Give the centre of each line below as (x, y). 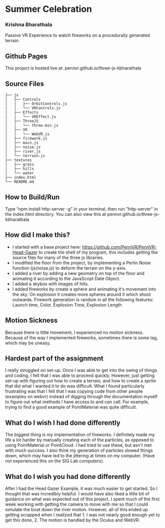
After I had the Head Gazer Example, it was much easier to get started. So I (82, 488)
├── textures (19, 160)
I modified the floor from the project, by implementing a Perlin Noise (82, 263)
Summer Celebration (49, 9)
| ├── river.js (23, 152)
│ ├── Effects (22, 112)
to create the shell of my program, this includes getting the (98, 252)
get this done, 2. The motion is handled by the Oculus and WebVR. (73, 520)
